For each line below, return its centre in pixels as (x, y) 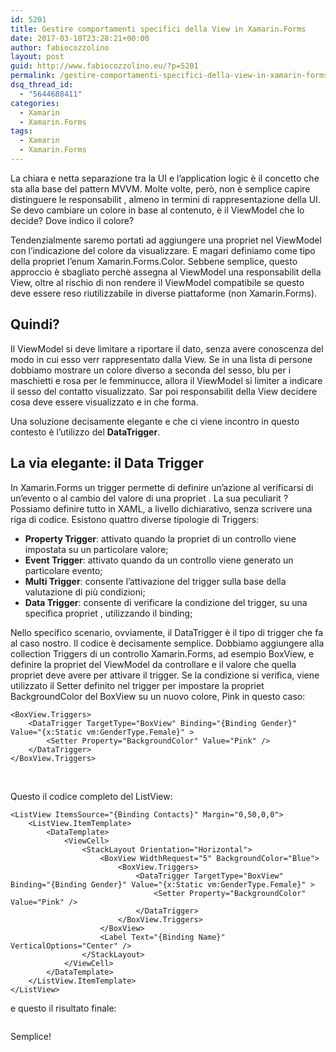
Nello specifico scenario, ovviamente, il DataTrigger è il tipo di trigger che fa (167, 632)
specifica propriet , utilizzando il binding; (108, 613)
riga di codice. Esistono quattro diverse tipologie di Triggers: (135, 519)
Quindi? (35, 324)
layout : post (37, 57)
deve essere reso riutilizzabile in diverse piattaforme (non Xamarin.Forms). (164, 293)
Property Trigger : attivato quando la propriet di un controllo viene (160, 538)
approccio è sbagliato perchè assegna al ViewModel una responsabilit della (166, 272)
